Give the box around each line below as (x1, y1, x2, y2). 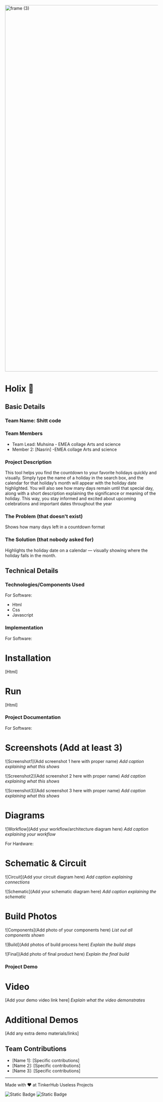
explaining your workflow (5, 831, 56, 837)
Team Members (5, 430, 43, 437)
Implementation (5, 624, 44, 631)
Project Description (5, 459, 52, 465)
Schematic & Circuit (5, 858, 86, 869)
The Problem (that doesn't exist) (5, 513, 83, 520)
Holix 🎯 (5, 383, 34, 394)
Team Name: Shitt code (5, 417, 62, 424)
